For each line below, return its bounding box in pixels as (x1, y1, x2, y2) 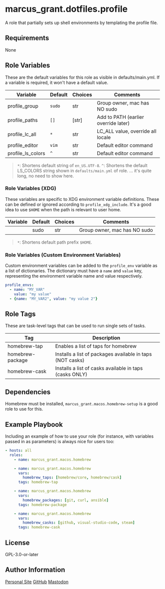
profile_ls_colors (7, 150, 46, 157)
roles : (9, 452, 23, 457)
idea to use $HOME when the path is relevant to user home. (5, 206, 121, 212)
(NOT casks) (55, 357, 85, 364)
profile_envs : (5, 282, 34, 288)
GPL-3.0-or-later (5, 552, 39, 558)
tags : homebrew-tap (18, 480, 58, 485)
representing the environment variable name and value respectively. (5, 273, 143, 279)
